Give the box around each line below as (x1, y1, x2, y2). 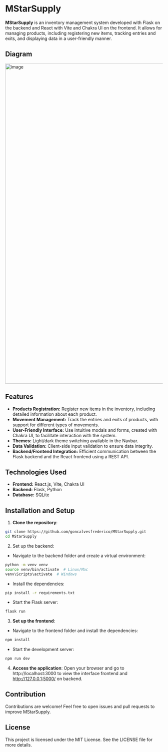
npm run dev (5, 656, 30, 661)
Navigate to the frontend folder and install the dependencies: (12, 628, 138, 634)
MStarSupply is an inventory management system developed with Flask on (5, 19, 160, 25)
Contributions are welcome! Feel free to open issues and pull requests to (5, 703, 155, 710)
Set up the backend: (12, 543, 54, 549)
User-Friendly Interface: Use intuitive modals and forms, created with (12, 427, 157, 433)
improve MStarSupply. (5, 709, 51, 715)
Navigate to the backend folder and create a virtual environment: (12, 553, 146, 559)
